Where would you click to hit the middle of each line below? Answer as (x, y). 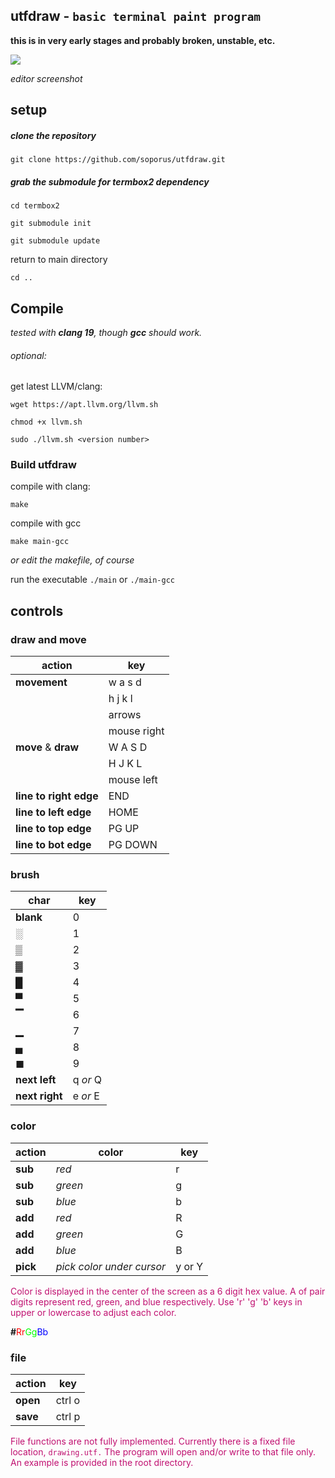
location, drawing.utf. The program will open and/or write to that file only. (163, 1452)
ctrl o (68, 1401)
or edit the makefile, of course (72, 560)
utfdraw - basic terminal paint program (136, 16)
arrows (125, 715)
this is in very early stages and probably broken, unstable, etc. (143, 40)
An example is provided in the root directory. (102, 1463)
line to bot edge (53, 845)
